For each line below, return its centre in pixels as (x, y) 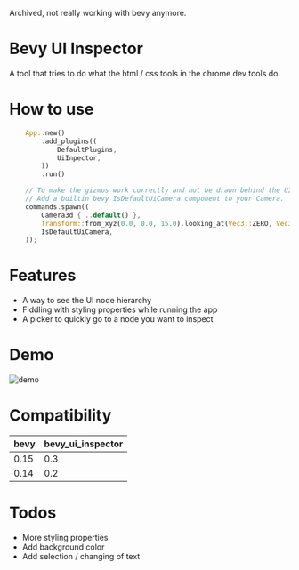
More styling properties (65, 538)
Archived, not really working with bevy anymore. (98, 13)
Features (43, 276)
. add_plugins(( (69, 141)
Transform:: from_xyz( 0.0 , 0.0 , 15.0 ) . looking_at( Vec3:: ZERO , (157, 223)
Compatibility (61, 416)
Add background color (63, 547)
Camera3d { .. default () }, (91, 215)
